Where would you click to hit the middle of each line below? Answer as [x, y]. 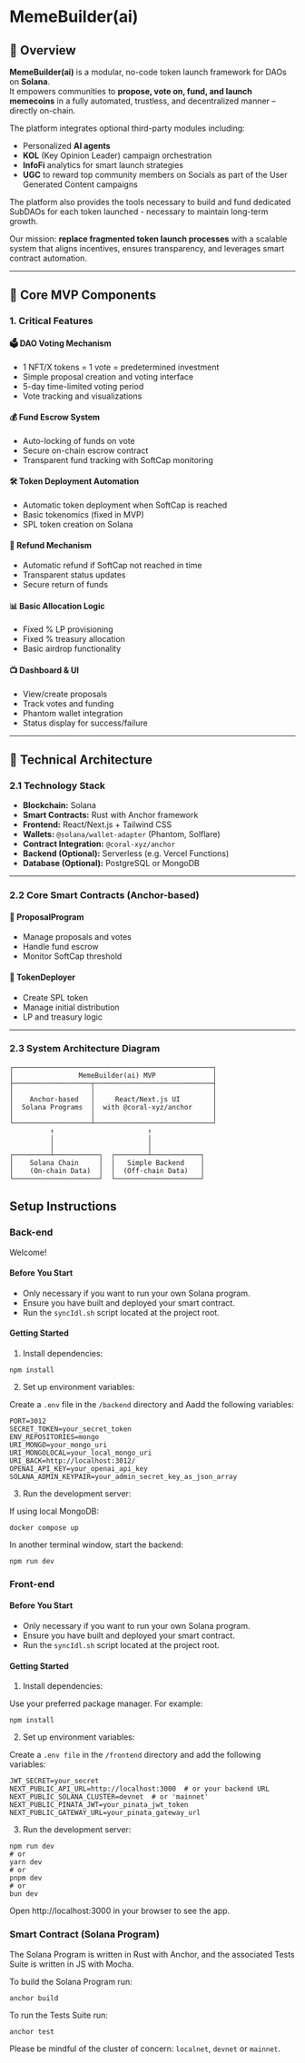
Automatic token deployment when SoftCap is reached [125, 505]
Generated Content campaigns [80, 184]
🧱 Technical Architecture [81, 760]
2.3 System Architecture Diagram [85, 1049]
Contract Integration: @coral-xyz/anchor [98, 844]
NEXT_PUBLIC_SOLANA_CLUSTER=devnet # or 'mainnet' [109, 1797]
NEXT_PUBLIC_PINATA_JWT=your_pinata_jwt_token [99, 1805]
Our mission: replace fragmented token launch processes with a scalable [148, 239]
